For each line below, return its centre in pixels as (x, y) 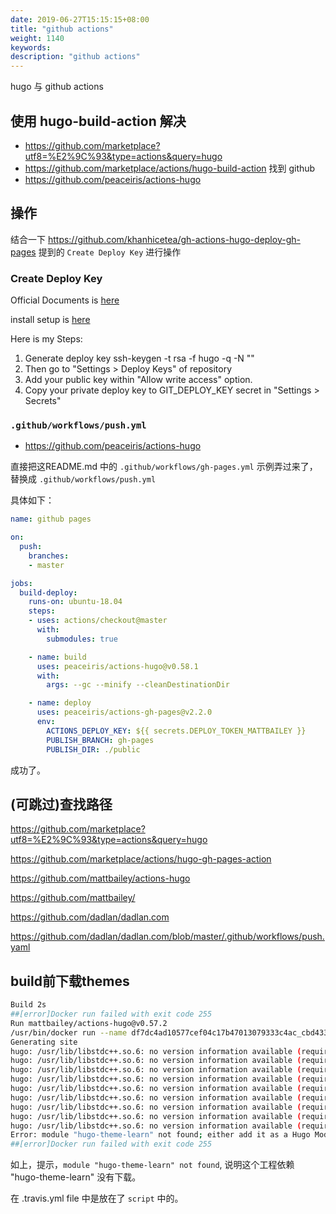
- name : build (57, 657)
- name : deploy (60, 703)
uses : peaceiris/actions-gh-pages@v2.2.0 (124, 712)
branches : (49, 556)
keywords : (31, 47)
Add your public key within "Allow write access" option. (138, 380)
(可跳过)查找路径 (61, 804)
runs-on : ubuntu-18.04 (75, 602)
